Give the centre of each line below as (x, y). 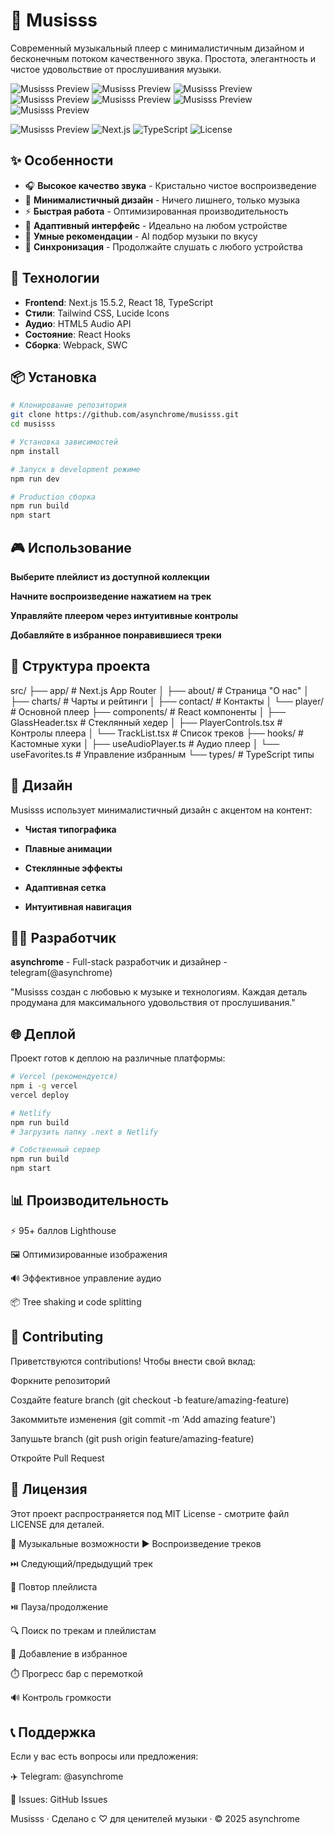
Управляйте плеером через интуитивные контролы (124, 615)
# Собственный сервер (55, 1150)
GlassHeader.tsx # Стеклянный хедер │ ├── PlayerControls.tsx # (146, 722)
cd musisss (33, 424)
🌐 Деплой (43, 1034)
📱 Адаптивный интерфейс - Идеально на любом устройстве (156, 225)
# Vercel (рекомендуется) (64, 1077)
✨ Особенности (62, 160)
